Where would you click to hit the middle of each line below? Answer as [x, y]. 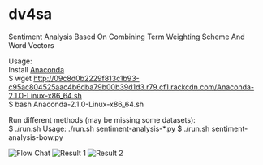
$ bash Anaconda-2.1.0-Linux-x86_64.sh [76, 104]
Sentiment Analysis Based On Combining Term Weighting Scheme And [127, 37]
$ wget [20, 78]
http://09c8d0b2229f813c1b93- [86, 78]
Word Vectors [31, 45]
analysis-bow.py [36, 137]
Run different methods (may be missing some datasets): [102, 119]
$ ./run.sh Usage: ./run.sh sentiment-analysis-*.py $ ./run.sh [109, 128]
